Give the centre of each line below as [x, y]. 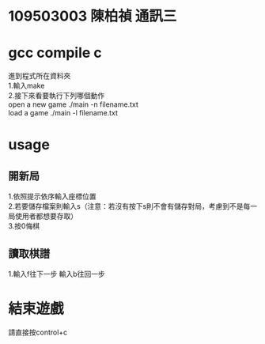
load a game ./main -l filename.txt [63, 113]
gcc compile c [55, 53]
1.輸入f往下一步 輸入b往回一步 [57, 274]
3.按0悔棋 [24, 226]
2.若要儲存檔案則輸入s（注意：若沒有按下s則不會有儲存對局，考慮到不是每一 [133, 206]
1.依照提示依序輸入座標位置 [52, 197]
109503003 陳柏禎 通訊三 [93, 16]
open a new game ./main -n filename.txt [73, 104]
